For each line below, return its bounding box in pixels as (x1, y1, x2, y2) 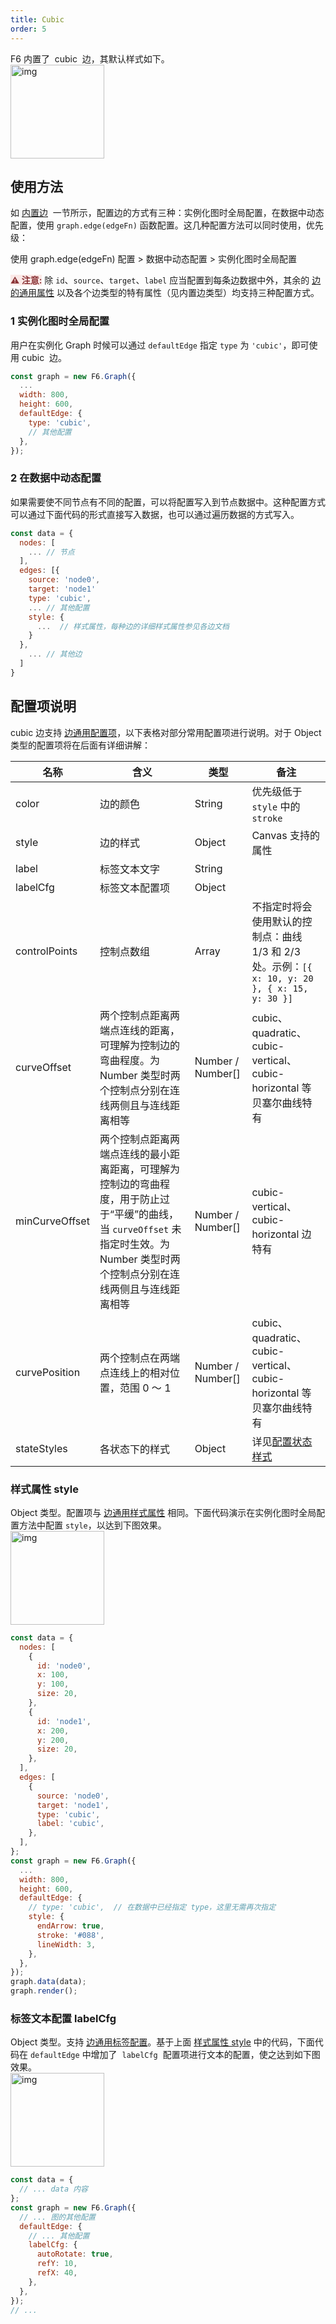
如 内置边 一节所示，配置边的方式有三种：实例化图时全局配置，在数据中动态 (10, 207, 325, 219)
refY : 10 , (36, 2259, 78, 2269)
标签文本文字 (99, 862, 160, 876)
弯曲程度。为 (99, 1053, 160, 1067)
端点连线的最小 (99, 1147, 170, 1161)
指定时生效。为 (99, 1237, 170, 1251)
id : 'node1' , (36, 1716, 92, 1726)
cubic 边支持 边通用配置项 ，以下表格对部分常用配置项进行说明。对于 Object (10, 726, 322, 738)
